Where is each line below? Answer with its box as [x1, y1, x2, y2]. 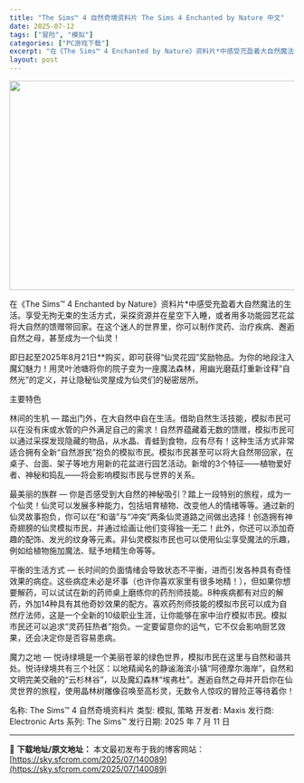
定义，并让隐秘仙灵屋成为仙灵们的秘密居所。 [36, 375, 204, 385]
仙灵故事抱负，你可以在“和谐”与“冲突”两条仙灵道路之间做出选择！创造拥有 [9, 511, 285, 521]
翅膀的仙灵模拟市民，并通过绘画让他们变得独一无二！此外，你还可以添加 [16, 522, 287, 533]
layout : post [9, 55, 59, 64]
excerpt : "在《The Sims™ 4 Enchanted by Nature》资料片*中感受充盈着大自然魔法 [9, 47, 294, 56]
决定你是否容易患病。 [40, 633, 120, 643]
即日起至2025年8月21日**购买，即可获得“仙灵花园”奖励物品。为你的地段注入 [9, 352, 295, 362]
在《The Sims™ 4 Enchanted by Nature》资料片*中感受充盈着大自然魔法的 [9, 299, 284, 309]
